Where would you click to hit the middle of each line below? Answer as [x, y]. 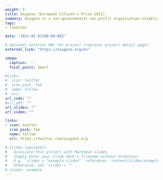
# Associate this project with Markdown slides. [57, 152]
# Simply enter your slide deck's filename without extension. [72, 156]
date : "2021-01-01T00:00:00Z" [36, 36]
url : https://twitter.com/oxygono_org [49, 138]
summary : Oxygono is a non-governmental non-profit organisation [72, 18]
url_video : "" [19, 112]
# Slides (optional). [27, 147]
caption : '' [22, 63]
